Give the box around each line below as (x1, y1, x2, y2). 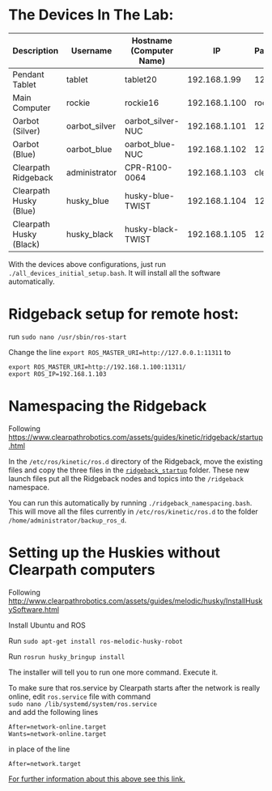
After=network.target (8, 759, 82, 768)
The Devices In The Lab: (8, 6, 174, 24)
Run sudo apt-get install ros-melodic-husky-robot (8, 636, 184, 645)
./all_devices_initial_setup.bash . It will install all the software (8, 268, 221, 277)
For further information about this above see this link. (8, 774, 185, 784)
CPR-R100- (124, 162, 173, 173)
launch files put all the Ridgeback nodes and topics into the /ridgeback (8, 473, 244, 483)
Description (12, 44, 59, 56)
